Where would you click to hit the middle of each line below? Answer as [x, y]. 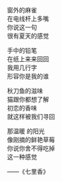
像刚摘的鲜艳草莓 [31, 140]
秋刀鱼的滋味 [25, 91]
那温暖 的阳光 [26, 131]
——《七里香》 [28, 171]
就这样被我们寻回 [31, 116]
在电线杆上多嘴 [28, 19]
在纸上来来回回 [28, 59]
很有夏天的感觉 [28, 36]
